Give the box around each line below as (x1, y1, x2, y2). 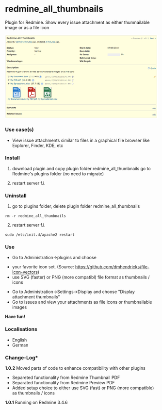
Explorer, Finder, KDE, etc (12, 142, 64, 148)
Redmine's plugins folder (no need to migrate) (12, 171, 104, 177)
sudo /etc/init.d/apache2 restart (5, 232, 75, 237)
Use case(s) (5, 126, 34, 133)
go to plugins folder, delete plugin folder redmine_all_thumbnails (12, 203, 140, 209)
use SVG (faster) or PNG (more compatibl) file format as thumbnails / (12, 274, 150, 280)
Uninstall (5, 192, 27, 199)
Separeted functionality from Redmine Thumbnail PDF (12, 375, 120, 380)
